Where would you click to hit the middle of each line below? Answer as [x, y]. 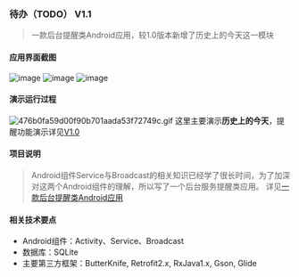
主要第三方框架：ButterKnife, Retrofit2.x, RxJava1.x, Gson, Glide [139, 264]
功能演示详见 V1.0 [48, 132]
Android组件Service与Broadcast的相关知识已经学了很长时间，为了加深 [160, 175]
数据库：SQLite [50, 252]
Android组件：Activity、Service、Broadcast [103, 241]
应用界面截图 [33, 57]
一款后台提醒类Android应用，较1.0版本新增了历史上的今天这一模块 [152, 35]
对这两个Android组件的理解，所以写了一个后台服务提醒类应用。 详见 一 [160, 186]
